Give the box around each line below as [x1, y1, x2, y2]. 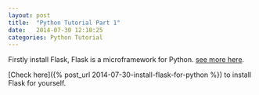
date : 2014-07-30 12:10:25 [8, 26, 103, 34]
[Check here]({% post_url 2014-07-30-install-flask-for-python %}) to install [8, 70, 252, 79]
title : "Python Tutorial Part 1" [8, 19, 121, 27]
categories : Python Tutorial [8, 33, 103, 42]
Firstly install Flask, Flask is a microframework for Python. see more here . [8, 55, 245, 64]
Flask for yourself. [8, 79, 67, 88]
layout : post [8, 11, 51, 20]
